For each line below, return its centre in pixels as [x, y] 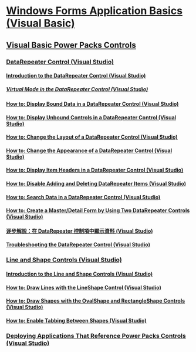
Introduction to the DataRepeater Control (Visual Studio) [76, 76]
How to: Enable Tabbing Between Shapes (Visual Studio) [76, 320]
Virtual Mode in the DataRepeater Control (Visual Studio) [77, 89]
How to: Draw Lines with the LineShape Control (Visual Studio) [84, 287]
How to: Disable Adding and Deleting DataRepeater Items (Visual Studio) [96, 184]
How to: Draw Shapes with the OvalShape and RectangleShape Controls [96, 301]
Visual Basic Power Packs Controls [71, 45]
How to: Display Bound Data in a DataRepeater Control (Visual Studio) [92, 104]
